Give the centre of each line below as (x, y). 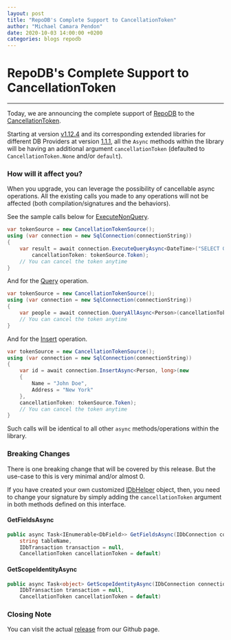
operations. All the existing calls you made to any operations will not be (108, 196)
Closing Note (29, 615)
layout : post (26, 13)
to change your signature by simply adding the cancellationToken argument (114, 497)
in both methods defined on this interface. (67, 504)
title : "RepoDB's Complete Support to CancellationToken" (92, 20)
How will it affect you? (45, 174)
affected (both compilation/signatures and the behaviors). (89, 203)
